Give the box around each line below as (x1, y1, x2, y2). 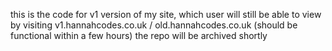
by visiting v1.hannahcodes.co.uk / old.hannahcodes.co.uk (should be (10, 19, 298, 31)
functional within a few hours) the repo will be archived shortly (10, 30, 268, 41)
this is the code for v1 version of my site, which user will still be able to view (10, 9, 322, 20)
